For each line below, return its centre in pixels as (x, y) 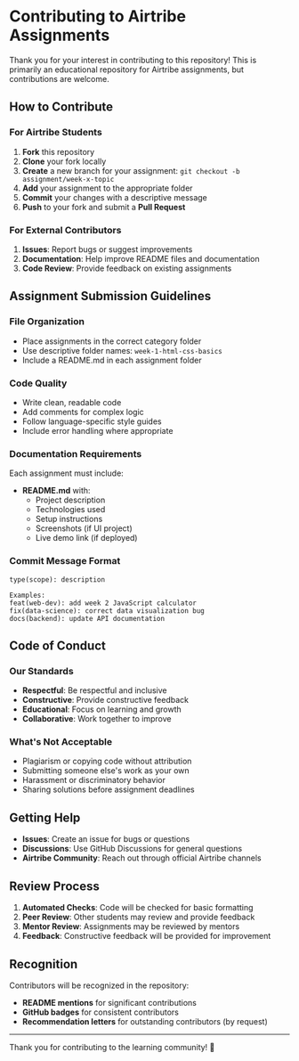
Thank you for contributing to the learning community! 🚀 (112, 1047)
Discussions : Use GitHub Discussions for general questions (132, 849)
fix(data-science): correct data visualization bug (107, 611)
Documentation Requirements (76, 453)
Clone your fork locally (64, 161)
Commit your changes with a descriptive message (114, 197)
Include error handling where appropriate (97, 430)
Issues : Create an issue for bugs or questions (106, 839)
